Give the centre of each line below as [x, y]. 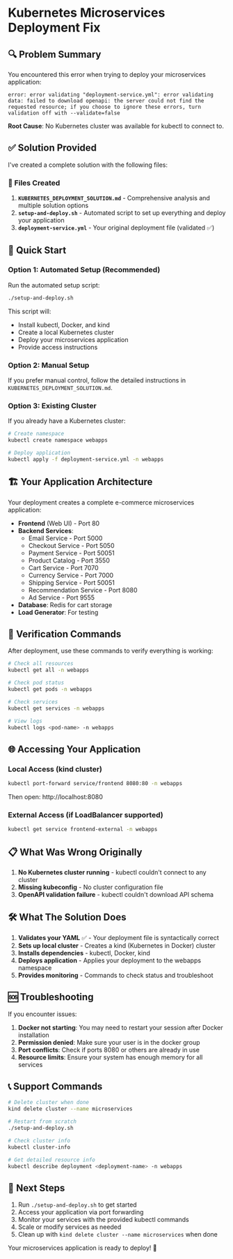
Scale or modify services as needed [70, 1227]
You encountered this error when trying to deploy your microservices [107, 74]
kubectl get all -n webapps [49, 670]
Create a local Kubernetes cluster [66, 332]
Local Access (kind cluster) [55, 769]
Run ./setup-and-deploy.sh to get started [78, 1205]
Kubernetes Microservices [87, 13]
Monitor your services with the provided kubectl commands [104, 1220]
